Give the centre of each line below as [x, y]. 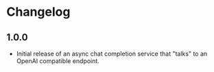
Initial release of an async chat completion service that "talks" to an [112, 53]
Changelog [38, 12]
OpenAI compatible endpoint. [58, 61]
